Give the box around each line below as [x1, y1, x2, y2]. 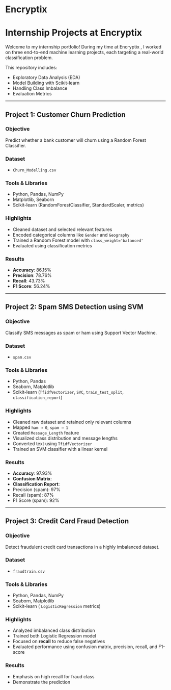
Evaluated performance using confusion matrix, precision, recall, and [12, 644, 158, 650]
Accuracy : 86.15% [12, 267, 52, 273]
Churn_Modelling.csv [12, 168, 56, 173]
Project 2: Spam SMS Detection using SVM [5, 302, 144, 312]
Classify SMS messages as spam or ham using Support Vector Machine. [5, 329, 157, 336]
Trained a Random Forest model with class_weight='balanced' [12, 237, 144, 243]
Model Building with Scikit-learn [12, 80, 80, 86]
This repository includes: [5, 65, 58, 71]
